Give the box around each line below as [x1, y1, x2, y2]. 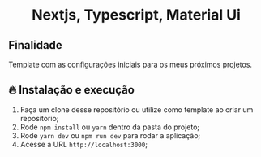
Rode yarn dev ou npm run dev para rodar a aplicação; [19, 130, 201, 140]
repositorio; [19, 113, 59, 123]
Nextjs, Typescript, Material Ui [31, 6, 242, 24]
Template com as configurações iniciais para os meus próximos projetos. [8, 59, 253, 69]
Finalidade [8, 38, 62, 52]
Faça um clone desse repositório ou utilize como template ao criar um [19, 104, 254, 115]
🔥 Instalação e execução [8, 83, 135, 97]
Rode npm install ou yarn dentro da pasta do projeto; [19, 122, 200, 132]
